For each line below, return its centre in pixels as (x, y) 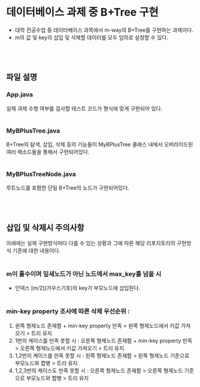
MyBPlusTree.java (33, 130)
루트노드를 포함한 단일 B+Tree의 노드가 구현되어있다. (68, 188)
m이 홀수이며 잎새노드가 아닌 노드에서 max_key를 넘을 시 (84, 274)
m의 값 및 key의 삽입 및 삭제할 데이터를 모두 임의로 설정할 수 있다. (92, 37)
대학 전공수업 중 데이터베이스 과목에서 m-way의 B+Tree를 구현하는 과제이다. (104, 30)
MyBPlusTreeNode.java (41, 174)
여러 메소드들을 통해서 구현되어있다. (48, 152)
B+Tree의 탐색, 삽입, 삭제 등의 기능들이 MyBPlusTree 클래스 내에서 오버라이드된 (100, 144)
